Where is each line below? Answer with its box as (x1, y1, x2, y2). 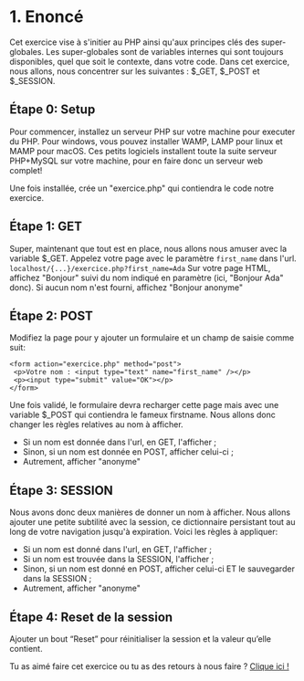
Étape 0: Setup (9, 102, 96, 118)
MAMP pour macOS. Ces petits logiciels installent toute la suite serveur (9, 145, 278, 156)
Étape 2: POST (9, 308, 94, 323)
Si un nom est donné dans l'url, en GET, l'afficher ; (22, 544, 213, 555)
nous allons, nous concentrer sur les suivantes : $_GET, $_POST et (9, 66, 260, 77)
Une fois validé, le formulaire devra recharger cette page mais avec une (9, 400, 279, 411)
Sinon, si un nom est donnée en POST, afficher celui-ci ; (22, 446, 235, 457)
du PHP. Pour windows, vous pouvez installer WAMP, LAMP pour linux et (9, 135, 283, 147)
